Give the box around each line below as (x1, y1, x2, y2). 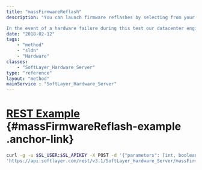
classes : (6, 58, 28, 65)
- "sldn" (17, 47, 39, 54)
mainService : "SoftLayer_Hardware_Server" (6, 81, 117, 87)
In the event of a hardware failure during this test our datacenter (6, 25, 185, 31)
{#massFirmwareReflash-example (6, 120, 182, 133)
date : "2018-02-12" (6, 31, 55, 37)
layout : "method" (6, 76, 50, 82)
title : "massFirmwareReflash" (6, 8, 82, 15)
